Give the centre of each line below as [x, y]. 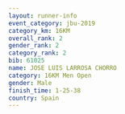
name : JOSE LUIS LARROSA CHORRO [62, 68]
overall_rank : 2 [35, 38]
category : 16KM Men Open [50, 75]
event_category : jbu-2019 [52, 23]
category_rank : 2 [37, 53]
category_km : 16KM [39, 31]
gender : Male [30, 83]
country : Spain [34, 98]
